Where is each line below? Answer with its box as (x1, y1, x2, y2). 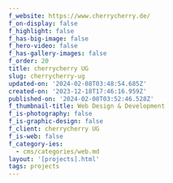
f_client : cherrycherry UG (8, 125, 100, 133)
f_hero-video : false (8, 42, 79, 50)
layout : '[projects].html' (8, 155, 100, 163)
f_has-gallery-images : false (8, 49, 107, 57)
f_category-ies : (8, 139, 63, 148)
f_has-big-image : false (8, 34, 89, 43)
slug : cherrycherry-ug (8, 72, 85, 80)
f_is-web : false (8, 132, 63, 140)
